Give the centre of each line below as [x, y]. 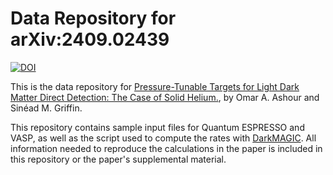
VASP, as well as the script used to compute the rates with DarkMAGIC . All [163, 138]
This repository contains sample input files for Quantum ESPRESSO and [157, 127]
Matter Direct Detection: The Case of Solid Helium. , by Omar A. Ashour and [165, 97]
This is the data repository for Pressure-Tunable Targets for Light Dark [155, 86]
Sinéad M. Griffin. [46, 108]
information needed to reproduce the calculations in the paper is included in [166, 148]
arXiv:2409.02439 [90, 39]
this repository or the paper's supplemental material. [118, 159]
